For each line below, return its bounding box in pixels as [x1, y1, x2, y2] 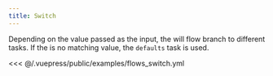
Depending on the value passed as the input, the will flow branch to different [8, 34, 266, 44]
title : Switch [8, 11, 57, 20]
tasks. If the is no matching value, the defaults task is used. [8, 42, 209, 53]
